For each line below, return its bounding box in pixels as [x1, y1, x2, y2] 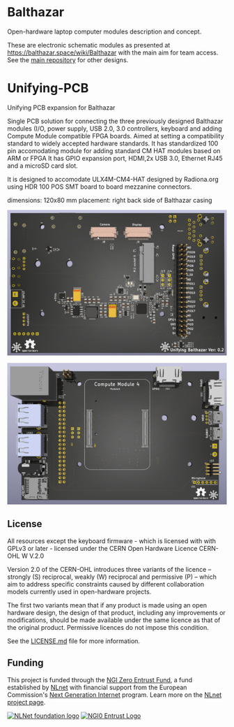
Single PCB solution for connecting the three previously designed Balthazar [7, 117, 224, 125]
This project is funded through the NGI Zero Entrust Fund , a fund [7, 675, 193, 684]
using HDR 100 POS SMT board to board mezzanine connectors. [7, 182, 192, 191]
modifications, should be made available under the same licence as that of [7, 616, 221, 624]
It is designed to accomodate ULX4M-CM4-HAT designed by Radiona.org [7, 175, 219, 183]
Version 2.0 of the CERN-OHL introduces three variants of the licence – [7, 565, 212, 573]
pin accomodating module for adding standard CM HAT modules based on [7, 146, 221, 154]
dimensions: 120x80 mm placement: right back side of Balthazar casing [7, 196, 212, 204]
